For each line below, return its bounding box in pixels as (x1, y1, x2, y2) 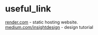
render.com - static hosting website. (5, 19, 78, 25)
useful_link (5, 3, 51, 14)
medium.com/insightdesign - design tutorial (5, 24, 94, 30)
